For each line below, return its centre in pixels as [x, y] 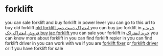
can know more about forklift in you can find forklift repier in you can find [79, 38]
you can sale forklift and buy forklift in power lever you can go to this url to [80, 22]
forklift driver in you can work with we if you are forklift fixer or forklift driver [82, 43]
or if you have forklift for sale [34, 48]
